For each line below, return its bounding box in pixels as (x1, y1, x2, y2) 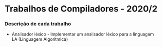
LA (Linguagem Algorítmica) (11, 36, 68, 42)
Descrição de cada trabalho (4, 21, 72, 27)
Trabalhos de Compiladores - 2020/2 (4, 3, 158, 14)
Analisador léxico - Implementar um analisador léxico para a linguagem (11, 31, 154, 37)
